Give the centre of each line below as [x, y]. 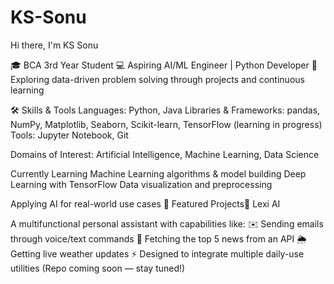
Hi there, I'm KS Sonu [54, 45]
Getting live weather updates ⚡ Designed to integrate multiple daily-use [157, 253]
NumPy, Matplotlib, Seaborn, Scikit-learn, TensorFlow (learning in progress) [166, 124]
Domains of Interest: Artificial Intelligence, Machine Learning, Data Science [165, 154]
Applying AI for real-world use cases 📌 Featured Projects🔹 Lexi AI [145, 203]
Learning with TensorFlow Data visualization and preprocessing [141, 184]
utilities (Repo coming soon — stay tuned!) [98, 268]
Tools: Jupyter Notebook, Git [69, 135]
